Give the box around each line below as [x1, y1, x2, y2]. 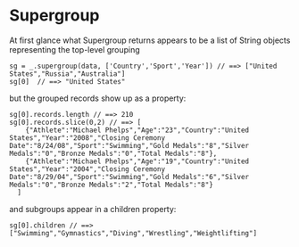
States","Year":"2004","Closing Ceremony [9, 164, 166, 174]
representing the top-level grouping [9, 44, 140, 54]
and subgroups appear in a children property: [9, 203, 177, 214]
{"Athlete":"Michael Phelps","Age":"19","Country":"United [25, 157, 250, 166]
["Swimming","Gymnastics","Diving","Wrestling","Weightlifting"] [9, 228, 257, 237]
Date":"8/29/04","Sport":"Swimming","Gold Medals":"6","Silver [9, 172, 250, 181]
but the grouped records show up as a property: [9, 93, 187, 103]
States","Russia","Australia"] [9, 69, 126, 78]
